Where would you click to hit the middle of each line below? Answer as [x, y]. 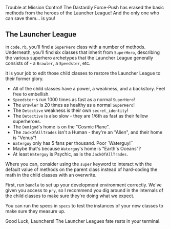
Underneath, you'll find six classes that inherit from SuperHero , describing [83, 52]
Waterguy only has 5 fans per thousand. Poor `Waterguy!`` [73, 143]
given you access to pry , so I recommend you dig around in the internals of [84, 190]
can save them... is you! [30, 18]
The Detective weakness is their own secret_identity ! [70, 110]
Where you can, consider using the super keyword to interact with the [79, 164]
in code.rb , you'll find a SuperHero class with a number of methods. [76, 47]
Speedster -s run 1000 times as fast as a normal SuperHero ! [74, 99]
